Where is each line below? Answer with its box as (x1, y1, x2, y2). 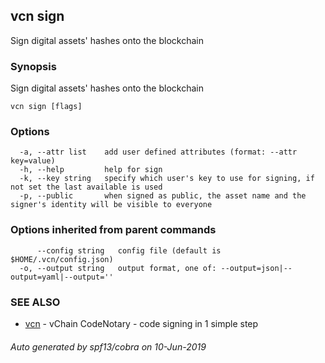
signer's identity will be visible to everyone (10, 200, 213, 210)
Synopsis (10, 59, 57, 73)
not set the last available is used (10, 182, 163, 193)
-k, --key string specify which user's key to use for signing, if (19, 174, 315, 184)
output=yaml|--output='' (10, 272, 114, 282)
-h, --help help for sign (19, 165, 163, 175)
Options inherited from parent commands (10, 223, 217, 237)
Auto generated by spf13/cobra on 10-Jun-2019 (10, 340, 207, 353)
